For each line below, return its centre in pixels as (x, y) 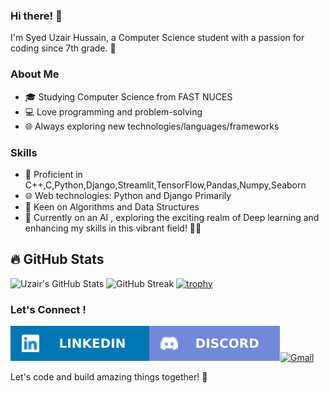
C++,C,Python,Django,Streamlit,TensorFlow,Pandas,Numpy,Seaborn (165, 185)
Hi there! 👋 (36, 16)
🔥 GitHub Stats (57, 259)
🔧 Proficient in (53, 174)
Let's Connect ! (48, 309)
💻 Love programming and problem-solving (113, 111)
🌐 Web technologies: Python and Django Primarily (128, 195)
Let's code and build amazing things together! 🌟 (109, 377)
